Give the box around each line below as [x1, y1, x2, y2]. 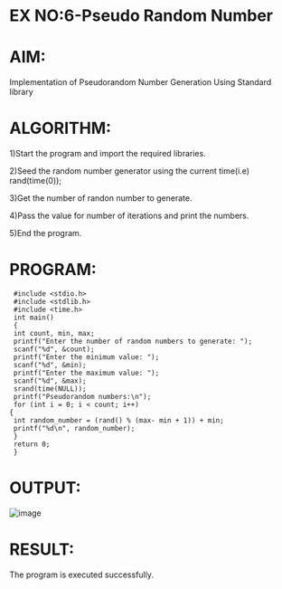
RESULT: [9, 539, 75, 560]
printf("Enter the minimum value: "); [13, 353, 160, 362]
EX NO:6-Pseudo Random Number [9, 5, 274, 26]
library [9, 87, 33, 98]
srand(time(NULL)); [13, 385, 88, 394]
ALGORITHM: [9, 119, 111, 138]
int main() [13, 313, 54, 322]
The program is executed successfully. [9, 569, 154, 580]
